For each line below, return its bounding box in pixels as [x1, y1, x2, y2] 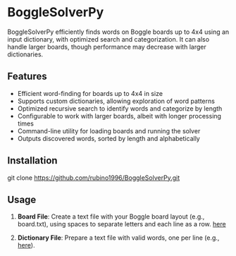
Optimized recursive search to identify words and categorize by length [17, 104, 223, 113]
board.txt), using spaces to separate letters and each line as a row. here [17, 220, 227, 228]
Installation [7, 154, 58, 166]
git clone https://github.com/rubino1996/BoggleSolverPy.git [7, 173, 180, 182]
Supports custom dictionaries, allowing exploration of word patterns [17, 97, 215, 105]
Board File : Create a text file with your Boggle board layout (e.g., [17, 212, 205, 221]
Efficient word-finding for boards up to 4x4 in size [17, 89, 163, 97]
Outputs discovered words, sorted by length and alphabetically [17, 134, 201, 142]
